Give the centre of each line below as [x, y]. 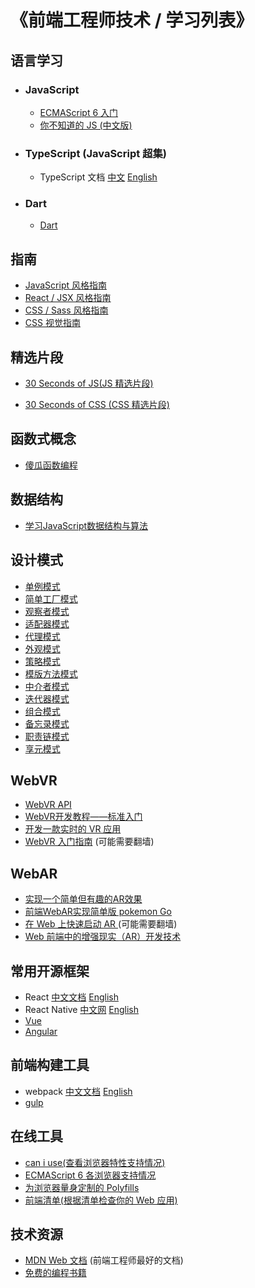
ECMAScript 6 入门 [79, 112]
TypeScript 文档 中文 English [98, 177]
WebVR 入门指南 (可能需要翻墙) [89, 842]
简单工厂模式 [51, 598]
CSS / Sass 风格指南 [66, 310]
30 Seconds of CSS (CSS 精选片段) [97, 405]
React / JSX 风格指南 [68, 298]
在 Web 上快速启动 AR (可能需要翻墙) [101, 924]
